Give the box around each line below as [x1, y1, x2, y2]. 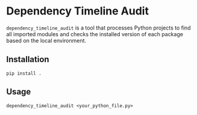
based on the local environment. [6, 37, 86, 44]
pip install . [6, 70, 42, 76]
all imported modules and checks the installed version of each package [6, 30, 184, 37]
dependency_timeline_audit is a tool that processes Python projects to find [6, 24, 191, 31]
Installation [6, 54, 49, 64]
